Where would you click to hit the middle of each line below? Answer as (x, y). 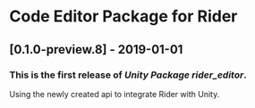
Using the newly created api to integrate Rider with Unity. (115, 94)
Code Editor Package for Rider (123, 17)
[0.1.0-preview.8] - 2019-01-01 (96, 50)
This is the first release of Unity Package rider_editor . (128, 75)
